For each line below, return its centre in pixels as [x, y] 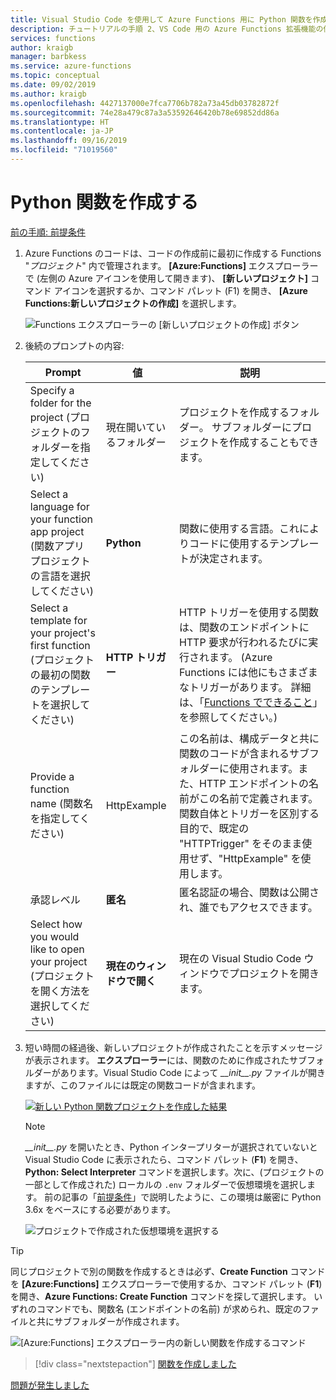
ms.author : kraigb [48, 94]
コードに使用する [229, 543]
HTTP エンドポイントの [253, 783]
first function [60, 645]
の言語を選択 [60, 576]
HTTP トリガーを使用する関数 [248, 612]
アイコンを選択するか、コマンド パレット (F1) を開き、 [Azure [180, 290]
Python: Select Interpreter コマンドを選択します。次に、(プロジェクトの [174, 1172]
